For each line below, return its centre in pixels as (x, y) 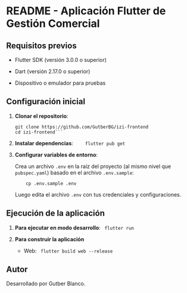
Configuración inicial (46, 102)
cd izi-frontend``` (39, 132)
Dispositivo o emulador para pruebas (60, 83)
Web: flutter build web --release (68, 251)
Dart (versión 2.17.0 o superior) (52, 71)
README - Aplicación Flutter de (86, 11)
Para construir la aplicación (49, 239)
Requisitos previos (41, 46)
